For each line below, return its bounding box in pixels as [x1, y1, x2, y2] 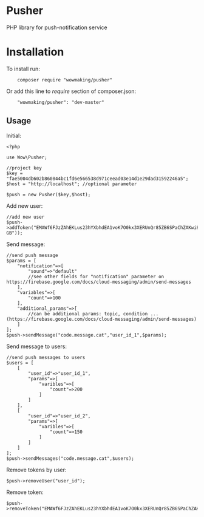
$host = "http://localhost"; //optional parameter [6, 180, 137, 187]
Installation [6, 45, 64, 59]
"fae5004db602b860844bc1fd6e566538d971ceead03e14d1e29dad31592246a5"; [6, 176, 189, 182]
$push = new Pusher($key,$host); [6, 191, 91, 197]
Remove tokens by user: [6, 466, 67, 473]
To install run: [6, 65, 41, 72]
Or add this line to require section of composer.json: [6, 87, 137, 95]
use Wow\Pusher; [6, 154, 47, 160]
